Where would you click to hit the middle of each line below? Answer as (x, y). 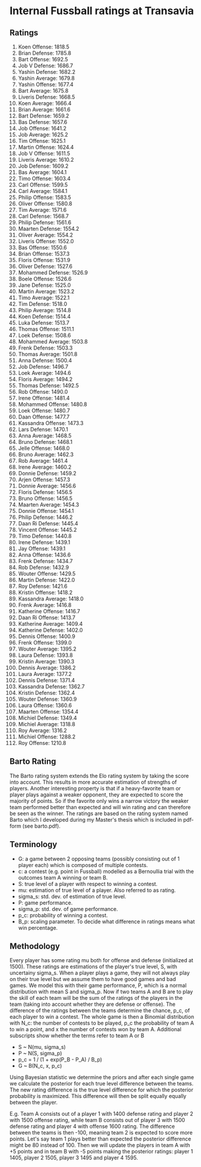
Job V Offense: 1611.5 (44, 153)
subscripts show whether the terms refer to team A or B (77, 1036)
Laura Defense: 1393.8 (45, 655)
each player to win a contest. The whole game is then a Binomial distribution (102, 1017)
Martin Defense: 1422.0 (46, 580)
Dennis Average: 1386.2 (47, 668)
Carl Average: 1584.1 (43, 191)
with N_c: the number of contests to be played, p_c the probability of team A (102, 1023)
